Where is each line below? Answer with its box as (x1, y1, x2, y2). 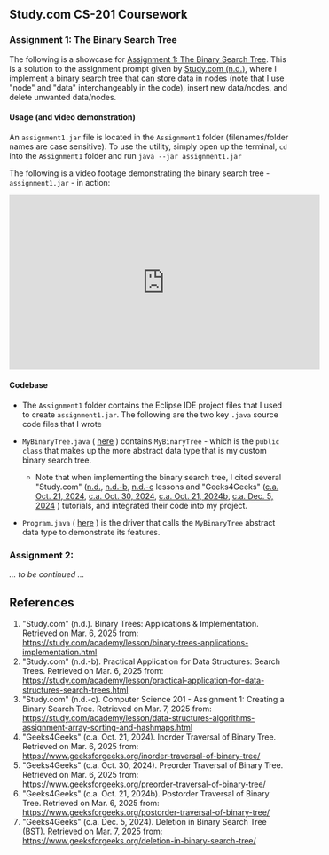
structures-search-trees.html (21, 685, 129, 695)
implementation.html (21, 647, 98, 658)
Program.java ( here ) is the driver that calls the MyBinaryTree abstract (21, 518, 276, 528)
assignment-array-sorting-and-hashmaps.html (21, 723, 193, 733)
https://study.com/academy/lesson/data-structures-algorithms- (21, 713, 255, 724)
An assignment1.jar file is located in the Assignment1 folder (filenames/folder (9, 131, 289, 142)
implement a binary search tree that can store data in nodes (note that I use (9, 73, 285, 83)
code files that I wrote (21, 419, 102, 430)
